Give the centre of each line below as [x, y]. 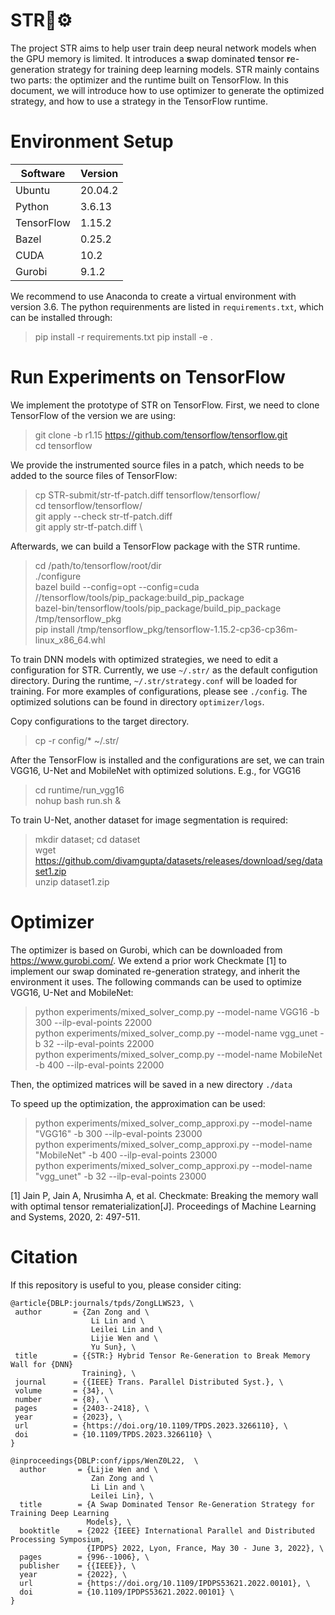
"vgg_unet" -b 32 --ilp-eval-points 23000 [120, 1176]
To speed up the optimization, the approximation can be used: [138, 1103]
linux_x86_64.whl [70, 640]
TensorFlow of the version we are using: [93, 415]
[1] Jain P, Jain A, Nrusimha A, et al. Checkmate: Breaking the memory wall [164, 1195]
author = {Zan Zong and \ [82, 1312]
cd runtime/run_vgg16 [79, 790]
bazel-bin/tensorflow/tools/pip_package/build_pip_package [158, 608]
